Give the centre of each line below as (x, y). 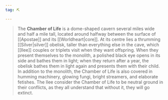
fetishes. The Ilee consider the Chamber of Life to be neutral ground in (90, 82)
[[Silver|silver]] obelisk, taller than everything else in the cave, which (88, 44)
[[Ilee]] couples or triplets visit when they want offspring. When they (88, 50)
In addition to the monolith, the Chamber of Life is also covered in (85, 71)
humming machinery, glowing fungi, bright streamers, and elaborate (88, 76)
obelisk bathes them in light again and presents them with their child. (89, 66)
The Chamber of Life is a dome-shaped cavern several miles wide (86, 29)
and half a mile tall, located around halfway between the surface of (87, 34)
